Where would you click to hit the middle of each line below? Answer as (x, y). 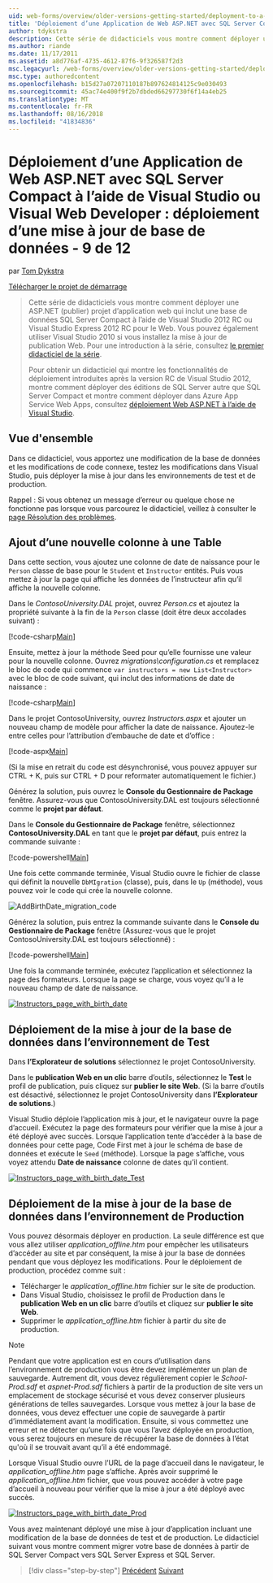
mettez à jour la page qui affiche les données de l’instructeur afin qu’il (125, 579)
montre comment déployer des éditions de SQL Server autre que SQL (145, 387)
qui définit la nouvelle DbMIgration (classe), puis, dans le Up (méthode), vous (136, 882)
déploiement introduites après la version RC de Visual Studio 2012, (140, 378)
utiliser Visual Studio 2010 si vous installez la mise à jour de (128, 336)
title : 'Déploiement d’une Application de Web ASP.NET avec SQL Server (132, 24)
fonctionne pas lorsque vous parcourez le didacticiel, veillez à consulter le (132, 508)
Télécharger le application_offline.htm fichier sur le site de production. (138, 1286)
